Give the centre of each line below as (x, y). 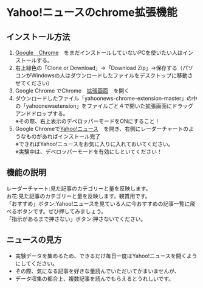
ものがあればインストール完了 (63, 136)
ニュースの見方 (34, 240)
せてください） (34, 83)
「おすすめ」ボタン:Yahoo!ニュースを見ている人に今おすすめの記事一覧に (98, 203)
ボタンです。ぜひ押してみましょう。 (62, 211)
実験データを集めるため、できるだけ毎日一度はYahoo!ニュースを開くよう (106, 256)
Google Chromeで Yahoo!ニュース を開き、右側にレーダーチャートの (102, 129)
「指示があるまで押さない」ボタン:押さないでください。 (76, 219)
